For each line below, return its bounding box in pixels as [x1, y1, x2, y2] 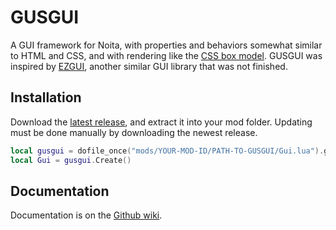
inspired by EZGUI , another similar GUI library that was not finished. [10, 60, 288, 72]
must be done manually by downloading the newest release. [10, 126, 258, 138]
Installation [10, 89, 82, 106]
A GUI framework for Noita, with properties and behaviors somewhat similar [10, 39, 323, 51]
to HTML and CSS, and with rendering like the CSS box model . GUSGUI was [10, 49, 323, 61]
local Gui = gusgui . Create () [10, 155, 132, 165]
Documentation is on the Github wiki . [10, 209, 163, 221]
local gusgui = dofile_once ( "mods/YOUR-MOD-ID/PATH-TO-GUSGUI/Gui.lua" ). [10, 146, 325, 156]
